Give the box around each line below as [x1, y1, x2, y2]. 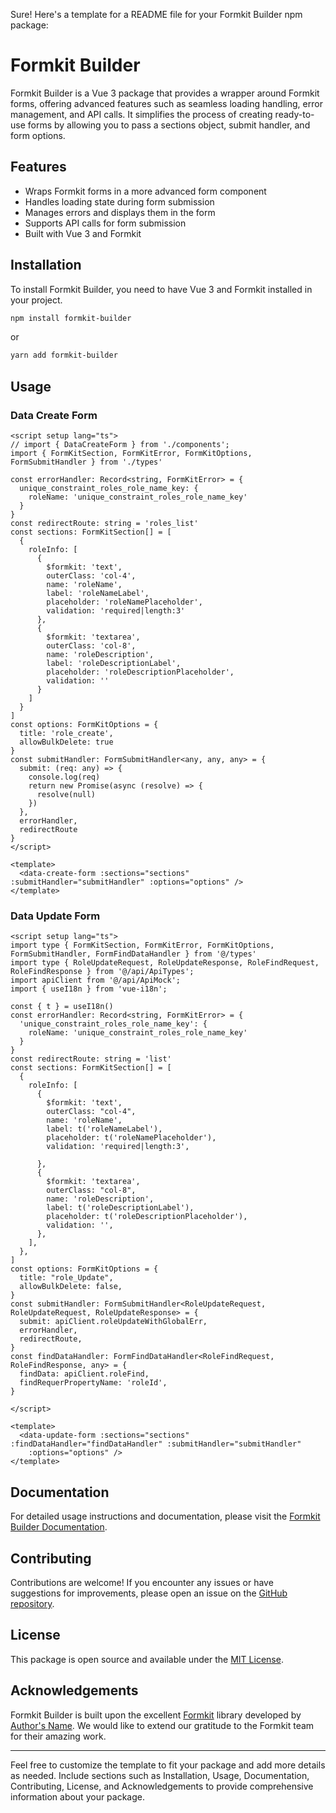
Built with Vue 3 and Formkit [24, 227, 142, 239]
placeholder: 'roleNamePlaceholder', [46, 597, 203, 607]
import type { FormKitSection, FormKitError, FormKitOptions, [10, 940, 275, 951]
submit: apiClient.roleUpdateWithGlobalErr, [19, 1317, 208, 1327]
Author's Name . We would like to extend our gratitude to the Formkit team [10, 1719, 315, 1731]
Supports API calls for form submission [24, 217, 187, 229]
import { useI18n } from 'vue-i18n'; [10, 984, 168, 994]
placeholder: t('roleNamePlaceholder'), [46, 1133, 217, 1143]
